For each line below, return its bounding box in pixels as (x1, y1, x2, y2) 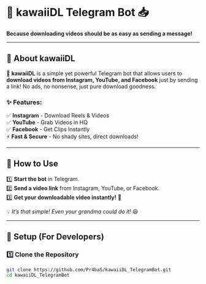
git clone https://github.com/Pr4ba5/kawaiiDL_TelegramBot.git (6, 266, 172, 273)
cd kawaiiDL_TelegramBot (6, 272, 70, 278)
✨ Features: (6, 98, 42, 106)
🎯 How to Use (6, 159, 58, 169)
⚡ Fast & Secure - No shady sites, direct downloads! (6, 133, 139, 140)
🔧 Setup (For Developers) (6, 231, 104, 242)
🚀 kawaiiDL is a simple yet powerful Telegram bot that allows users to (6, 69, 183, 77)
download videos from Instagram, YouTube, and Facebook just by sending (6, 76, 198, 83)
